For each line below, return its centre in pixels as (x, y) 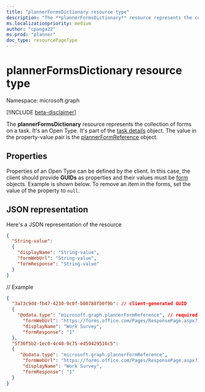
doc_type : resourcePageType (42, 40)
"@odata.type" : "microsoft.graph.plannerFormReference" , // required (108, 315)
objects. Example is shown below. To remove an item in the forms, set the (99, 184)
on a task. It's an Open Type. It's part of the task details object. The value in (102, 130)
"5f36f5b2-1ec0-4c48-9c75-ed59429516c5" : (65, 343)
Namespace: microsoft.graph (43, 100)
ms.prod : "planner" (31, 35)
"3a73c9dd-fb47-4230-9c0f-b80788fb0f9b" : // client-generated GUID (99, 304)
